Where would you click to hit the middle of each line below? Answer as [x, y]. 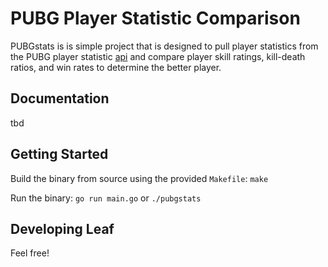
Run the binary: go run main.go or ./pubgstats [106, 198]
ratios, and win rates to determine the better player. [116, 67]
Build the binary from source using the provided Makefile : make [139, 178]
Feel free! [30, 253]
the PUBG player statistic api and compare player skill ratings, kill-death [158, 56]
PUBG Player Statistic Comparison [155, 18]
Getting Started [59, 154]
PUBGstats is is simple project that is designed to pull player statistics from [164, 46]
